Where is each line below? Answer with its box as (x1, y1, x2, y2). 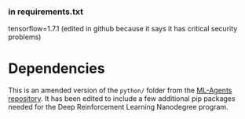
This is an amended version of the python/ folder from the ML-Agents (8, 85, 232, 96)
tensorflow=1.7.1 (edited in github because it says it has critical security (8, 24, 238, 34)
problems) (8, 32, 42, 41)
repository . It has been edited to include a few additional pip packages (8, 94, 236, 103)
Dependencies (8, 59, 105, 78)
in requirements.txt (8, 6, 84, 17)
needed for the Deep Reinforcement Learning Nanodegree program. (8, 103, 229, 112)
